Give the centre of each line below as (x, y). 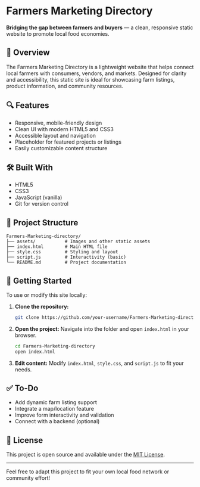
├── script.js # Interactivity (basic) (66, 258)
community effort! (28, 478)
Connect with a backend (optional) (57, 421)
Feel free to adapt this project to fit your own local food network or (88, 472)
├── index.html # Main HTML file (57, 247)
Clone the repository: (42, 306)
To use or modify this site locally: (47, 295)
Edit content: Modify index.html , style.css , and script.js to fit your (99, 363)
